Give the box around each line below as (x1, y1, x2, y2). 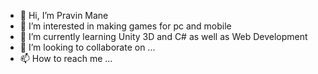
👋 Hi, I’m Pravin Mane (19, 10, 109, 21)
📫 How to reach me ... (19, 53, 113, 64)
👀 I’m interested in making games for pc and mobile (19, 20, 232, 32)
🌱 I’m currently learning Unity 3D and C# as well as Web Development (19, 31, 308, 42)
